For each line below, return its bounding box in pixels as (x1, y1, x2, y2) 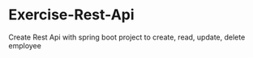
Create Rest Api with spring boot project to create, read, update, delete (8, 32, 246, 42)
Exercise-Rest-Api (8, 6, 135, 24)
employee (8, 40, 42, 50)
